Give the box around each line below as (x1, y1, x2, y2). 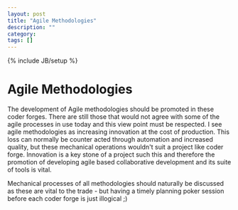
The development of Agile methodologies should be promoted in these (7, 105, 215, 114)
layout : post (7, 10, 46, 18)
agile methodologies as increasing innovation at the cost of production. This (7, 127, 229, 136)
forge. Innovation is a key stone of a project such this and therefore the (7, 150, 215, 159)
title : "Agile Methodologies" (7, 17, 97, 24)
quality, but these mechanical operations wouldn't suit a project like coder (7, 143, 224, 152)
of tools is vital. (7, 165, 52, 174)
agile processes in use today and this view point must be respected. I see (7, 120, 222, 129)
